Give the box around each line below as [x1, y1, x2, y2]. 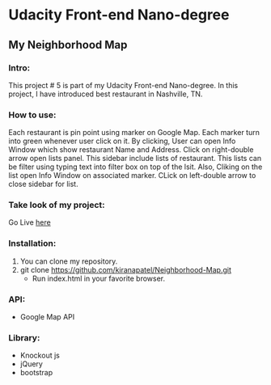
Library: [8, 332, 40, 343]
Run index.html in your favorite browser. [32, 273, 166, 283]
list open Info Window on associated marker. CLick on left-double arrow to [8, 171, 256, 180]
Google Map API [19, 312, 75, 322]
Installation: [8, 238, 57, 249]
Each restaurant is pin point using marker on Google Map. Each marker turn [8, 128, 260, 137]
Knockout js [19, 350, 61, 361]
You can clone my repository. [19, 256, 118, 266]
